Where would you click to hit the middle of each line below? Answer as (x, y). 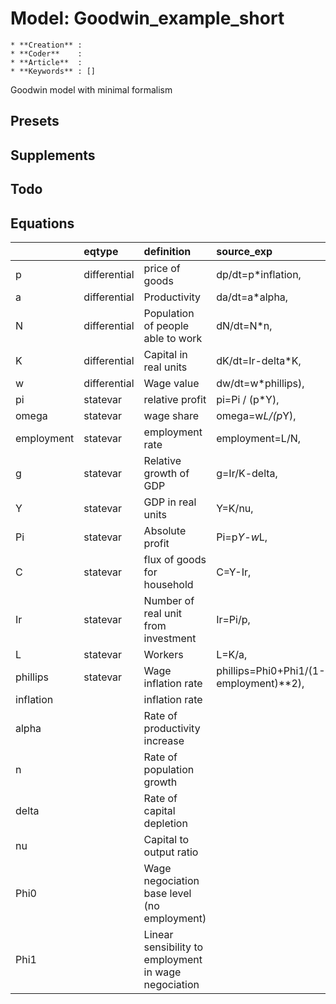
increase (164, 740)
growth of (166, 473)
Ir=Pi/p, (233, 619)
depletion (165, 823)
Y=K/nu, (235, 508)
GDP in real (170, 502)
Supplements (53, 155)
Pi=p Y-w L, (242, 537)
